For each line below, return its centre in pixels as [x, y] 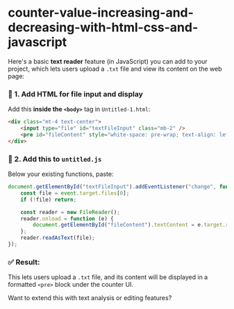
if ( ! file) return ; [49, 200]
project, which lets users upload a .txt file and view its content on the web [115, 69]
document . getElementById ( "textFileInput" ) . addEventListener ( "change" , [112, 187]
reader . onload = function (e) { [67, 219]
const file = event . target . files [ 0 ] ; [75, 193]
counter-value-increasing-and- [101, 13]
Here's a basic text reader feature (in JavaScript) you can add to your [108, 61]
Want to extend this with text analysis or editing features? [90, 298]
